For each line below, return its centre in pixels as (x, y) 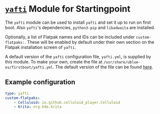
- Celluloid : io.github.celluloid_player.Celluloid (67, 102)
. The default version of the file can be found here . (103, 67)
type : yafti (17, 93)
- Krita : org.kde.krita (38, 107)
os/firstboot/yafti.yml (29, 67)
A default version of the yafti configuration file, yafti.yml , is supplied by (78, 56)
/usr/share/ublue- (122, 62)
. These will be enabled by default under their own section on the (89, 42)
